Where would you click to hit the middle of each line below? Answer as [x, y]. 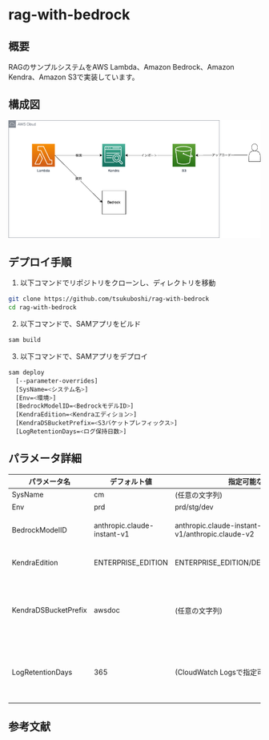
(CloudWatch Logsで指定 [216, 672]
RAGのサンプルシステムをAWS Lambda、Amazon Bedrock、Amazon [121, 67]
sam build [25, 340]
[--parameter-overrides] [57, 381]
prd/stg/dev [194, 507]
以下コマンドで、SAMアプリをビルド [80, 324]
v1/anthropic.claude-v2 [215, 534]
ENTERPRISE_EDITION [130, 562]
